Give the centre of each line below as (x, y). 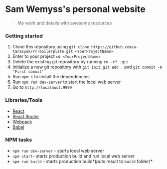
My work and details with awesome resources (65, 23)
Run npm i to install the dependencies (51, 77)
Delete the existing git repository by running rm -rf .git (70, 62)
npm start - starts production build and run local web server (73, 156)
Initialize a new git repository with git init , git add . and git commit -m (87, 67)
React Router (26, 116)
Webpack (22, 122)
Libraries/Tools (24, 100)
